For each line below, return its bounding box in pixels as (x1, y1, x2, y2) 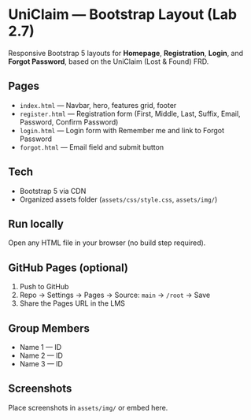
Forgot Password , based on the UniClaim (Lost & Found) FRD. (8, 57, 209, 66)
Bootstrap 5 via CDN (19, 186, 87, 195)
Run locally (8, 217, 65, 230)
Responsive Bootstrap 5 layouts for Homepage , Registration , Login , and (8, 48, 244, 58)
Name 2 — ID (19, 351, 63, 360)
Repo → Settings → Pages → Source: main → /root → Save (19, 290, 211, 300)
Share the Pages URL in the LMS (19, 299, 126, 308)
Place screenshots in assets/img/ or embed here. (8, 403, 168, 412)
